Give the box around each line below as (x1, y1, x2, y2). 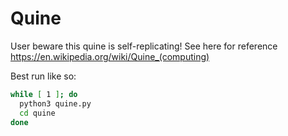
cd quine (19, 108, 56, 118)
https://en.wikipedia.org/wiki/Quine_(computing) (10, 50, 210, 62)
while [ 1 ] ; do (10, 89, 78, 99)
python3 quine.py (19, 98, 92, 109)
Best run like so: (10, 70, 77, 82)
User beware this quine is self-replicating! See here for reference (10, 40, 278, 52)
